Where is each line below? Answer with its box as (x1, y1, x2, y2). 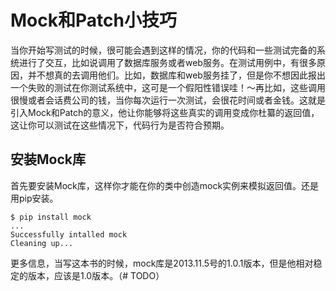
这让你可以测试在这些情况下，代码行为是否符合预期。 (10, 119, 230, 131)
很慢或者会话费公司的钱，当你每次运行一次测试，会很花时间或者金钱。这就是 (10, 94, 326, 106)
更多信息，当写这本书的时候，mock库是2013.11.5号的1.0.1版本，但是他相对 (10, 257, 314, 269)
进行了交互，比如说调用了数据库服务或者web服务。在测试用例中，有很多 (18, 56, 317, 68)
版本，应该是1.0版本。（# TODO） (27, 269, 165, 281)
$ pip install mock (10, 212, 92, 222)
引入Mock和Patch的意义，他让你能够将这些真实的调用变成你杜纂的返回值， (10, 106, 320, 118)
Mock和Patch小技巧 (10, 9, 177, 32)
